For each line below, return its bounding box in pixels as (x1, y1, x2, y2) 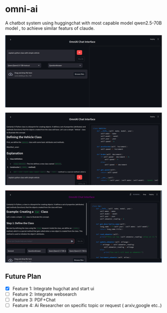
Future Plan (5, 272, 41, 281)
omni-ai (5, 3, 38, 15)
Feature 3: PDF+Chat (12, 297, 56, 303)
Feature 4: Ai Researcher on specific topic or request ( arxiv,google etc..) (12, 302, 162, 308)
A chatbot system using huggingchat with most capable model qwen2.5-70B (5, 20, 163, 26)
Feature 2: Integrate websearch (12, 291, 77, 297)
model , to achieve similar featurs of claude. (5, 25, 95, 31)
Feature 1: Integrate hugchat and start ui (12, 285, 94, 292)
